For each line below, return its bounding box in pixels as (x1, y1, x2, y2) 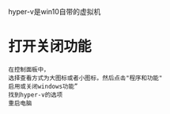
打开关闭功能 (8, 38, 93, 55)
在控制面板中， (8, 66, 50, 74)
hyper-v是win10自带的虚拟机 (8, 7, 101, 16)
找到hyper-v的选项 (8, 90, 63, 99)
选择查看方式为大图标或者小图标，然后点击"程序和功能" (8, 74, 163, 82)
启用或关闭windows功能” (8, 82, 78, 90)
